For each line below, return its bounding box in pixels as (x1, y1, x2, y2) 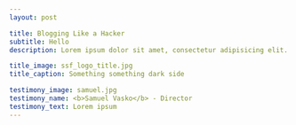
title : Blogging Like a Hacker (9, 28, 125, 38)
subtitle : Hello (9, 37, 69, 46)
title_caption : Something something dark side (9, 70, 185, 79)
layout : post (9, 12, 58, 22)
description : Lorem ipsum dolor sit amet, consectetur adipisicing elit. (9, 45, 289, 54)
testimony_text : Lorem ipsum (9, 102, 117, 111)
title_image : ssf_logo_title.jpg (9, 61, 133, 71)
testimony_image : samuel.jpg (9, 86, 117, 95)
